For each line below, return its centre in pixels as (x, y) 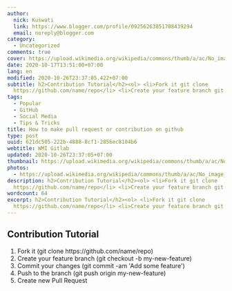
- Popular (27, 104)
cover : (17, 59)
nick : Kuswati (33, 20)
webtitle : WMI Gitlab (38, 149)
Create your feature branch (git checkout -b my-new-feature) (104, 258)
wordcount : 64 (28, 194)
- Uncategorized (37, 46)
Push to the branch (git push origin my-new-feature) (91, 273)
